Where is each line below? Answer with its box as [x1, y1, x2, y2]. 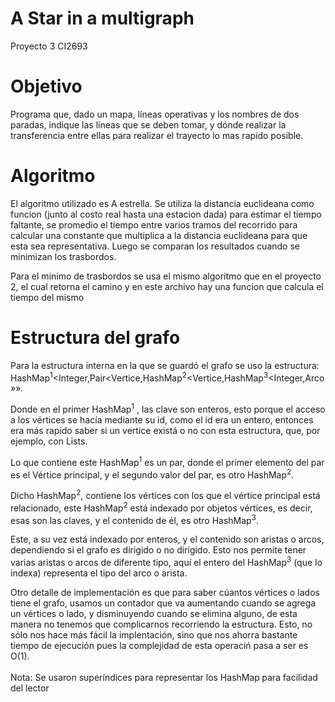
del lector [10, 682, 50, 694]
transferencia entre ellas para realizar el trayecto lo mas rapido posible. [10, 129, 304, 141]
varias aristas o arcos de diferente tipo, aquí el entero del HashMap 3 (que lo [10, 555, 323, 568]
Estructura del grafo [10, 327, 181, 349]
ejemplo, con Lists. [10, 435, 88, 447]
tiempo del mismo [10, 291, 85, 303]
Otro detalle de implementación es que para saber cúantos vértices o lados [10, 587, 320, 598]
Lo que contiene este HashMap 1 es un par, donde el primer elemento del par [10, 455, 325, 468]
